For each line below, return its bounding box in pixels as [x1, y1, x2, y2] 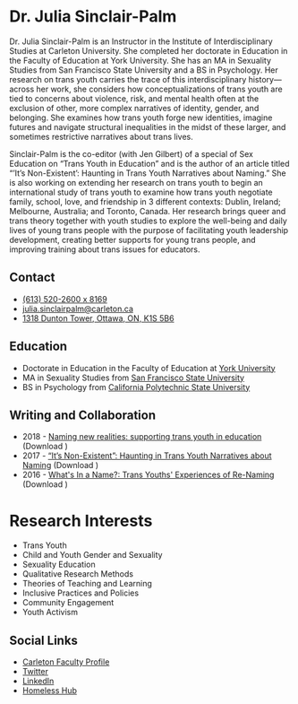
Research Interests [9, 510, 153, 531]
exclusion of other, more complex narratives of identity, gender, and [9, 102, 260, 113]
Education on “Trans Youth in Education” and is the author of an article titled [9, 158, 290, 169]
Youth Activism [21, 607, 79, 618]
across [9, 83, 35, 94]
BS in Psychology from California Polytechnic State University [21, 381, 251, 392]
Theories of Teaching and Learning [21, 578, 152, 589]
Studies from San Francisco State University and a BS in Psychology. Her [9, 65, 279, 75]
